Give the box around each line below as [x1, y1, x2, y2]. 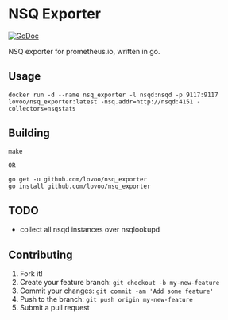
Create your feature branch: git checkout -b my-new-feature [19, 278, 220, 287]
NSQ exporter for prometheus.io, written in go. [8, 46, 160, 56]
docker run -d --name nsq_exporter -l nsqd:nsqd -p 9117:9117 [8, 91, 218, 99]
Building [8, 127, 50, 140]
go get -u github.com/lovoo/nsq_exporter [8, 175, 148, 183]
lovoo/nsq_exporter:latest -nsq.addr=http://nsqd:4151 [8, 97, 194, 106]
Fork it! [19, 269, 44, 279]
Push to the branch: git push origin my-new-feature [19, 295, 193, 304]
